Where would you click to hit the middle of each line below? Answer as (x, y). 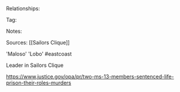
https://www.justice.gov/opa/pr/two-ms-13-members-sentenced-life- (90, 76)
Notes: (14, 31)
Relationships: (23, 8)
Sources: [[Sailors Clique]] (38, 42)
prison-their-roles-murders (39, 83)
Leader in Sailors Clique (35, 65)
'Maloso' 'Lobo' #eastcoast (39, 54)
